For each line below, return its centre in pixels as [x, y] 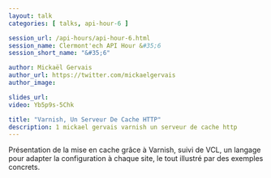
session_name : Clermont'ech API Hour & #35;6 [85, 45]
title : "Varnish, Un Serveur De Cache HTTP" [85, 119]
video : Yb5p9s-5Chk [41, 105]
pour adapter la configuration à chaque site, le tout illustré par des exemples [136, 159]
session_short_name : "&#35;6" [60, 53]
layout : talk [30, 16]
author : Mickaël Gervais [50, 68]
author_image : [32, 83]
